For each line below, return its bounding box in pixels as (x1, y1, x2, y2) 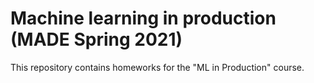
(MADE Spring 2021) (10, 28, 183, 51)
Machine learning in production (10, 7, 277, 30)
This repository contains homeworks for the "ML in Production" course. (10, 61, 305, 73)
